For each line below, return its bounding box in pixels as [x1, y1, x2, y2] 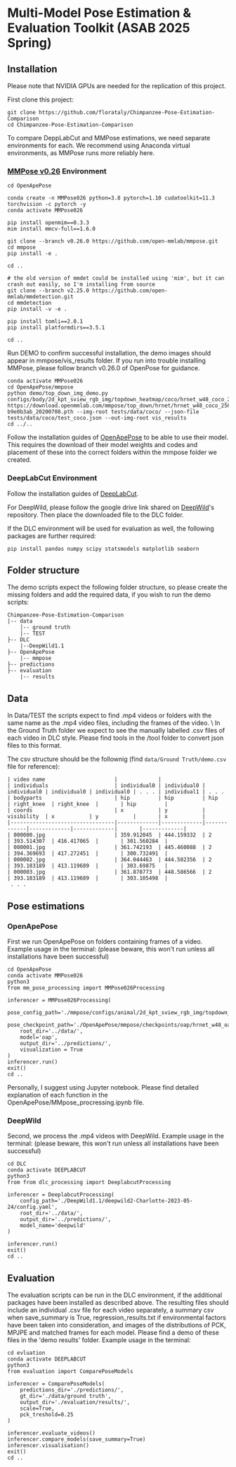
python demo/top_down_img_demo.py [7, 390, 109, 397]
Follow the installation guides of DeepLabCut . [7, 489, 139, 498]
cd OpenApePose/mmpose [7, 384, 74, 391]
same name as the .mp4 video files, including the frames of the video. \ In [7, 719, 221, 727]
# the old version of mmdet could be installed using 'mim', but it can [7, 275, 225, 282]
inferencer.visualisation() [7, 1442, 90, 1449]
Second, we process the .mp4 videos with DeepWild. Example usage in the [7, 1132, 225, 1140]
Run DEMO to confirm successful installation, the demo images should [7, 349, 211, 358]
